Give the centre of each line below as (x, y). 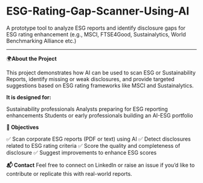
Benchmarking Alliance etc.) (41, 41)
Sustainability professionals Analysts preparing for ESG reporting (87, 109)
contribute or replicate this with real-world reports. (69, 173)
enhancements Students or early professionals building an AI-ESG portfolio (100, 115)
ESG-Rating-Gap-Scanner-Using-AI (98, 11)
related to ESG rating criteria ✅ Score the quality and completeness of (93, 145)
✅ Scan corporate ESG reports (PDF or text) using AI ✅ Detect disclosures (99, 139)
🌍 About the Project (32, 58)
